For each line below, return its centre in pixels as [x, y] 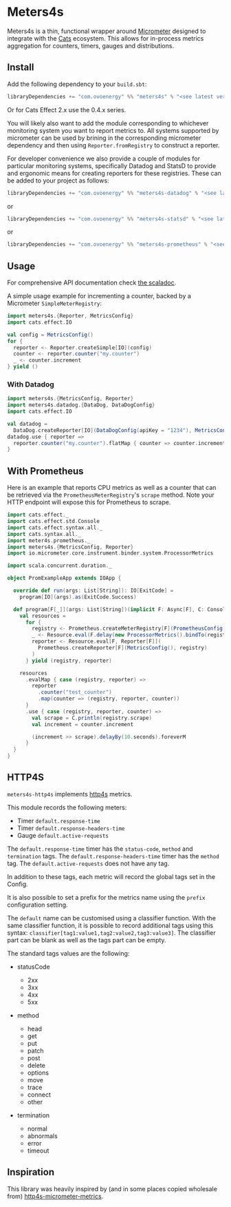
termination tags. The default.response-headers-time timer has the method [113, 856]
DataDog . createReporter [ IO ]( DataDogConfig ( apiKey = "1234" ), [103, 430]
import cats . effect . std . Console [53, 522]
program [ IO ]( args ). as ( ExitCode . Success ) [78, 597]
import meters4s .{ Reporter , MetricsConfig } [70, 316]
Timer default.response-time [59, 821]
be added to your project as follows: [58, 180]
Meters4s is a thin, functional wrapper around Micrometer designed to [107, 31]
